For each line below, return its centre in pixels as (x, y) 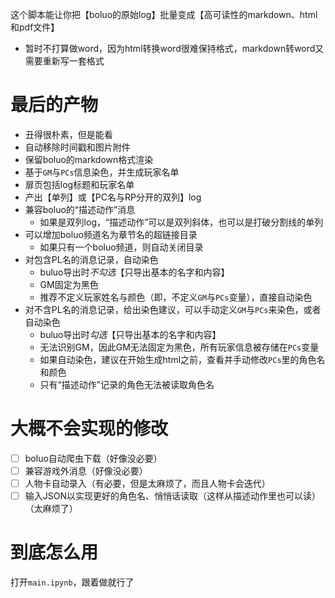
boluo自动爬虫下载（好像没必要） (93, 458)
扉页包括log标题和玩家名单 (79, 184)
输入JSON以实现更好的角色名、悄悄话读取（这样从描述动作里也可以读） (173, 496)
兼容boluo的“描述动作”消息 (80, 209)
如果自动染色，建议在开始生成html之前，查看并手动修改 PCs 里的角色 (178, 359)
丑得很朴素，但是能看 (68, 134)
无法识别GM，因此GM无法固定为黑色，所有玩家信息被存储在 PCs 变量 (179, 347)
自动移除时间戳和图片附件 (77, 147)
